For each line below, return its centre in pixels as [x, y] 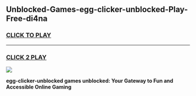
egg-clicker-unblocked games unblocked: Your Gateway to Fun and [90, 80]
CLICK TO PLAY [29, 35]
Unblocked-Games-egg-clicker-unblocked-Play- [97, 10]
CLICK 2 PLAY [26, 57]
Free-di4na [27, 19]
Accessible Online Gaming [39, 87]
